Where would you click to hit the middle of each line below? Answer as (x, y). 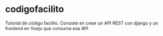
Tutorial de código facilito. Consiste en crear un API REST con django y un (82, 23)
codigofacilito (35, 9)
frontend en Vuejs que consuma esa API (47, 28)
